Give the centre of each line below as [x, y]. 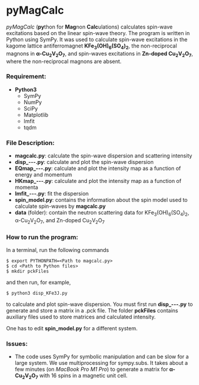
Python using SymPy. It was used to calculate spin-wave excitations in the [97, 39]
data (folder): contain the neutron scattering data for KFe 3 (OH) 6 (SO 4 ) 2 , [102, 213]
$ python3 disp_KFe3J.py [37, 294]
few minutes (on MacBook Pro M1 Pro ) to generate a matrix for [91, 370]
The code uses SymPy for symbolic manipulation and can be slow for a [102, 356]
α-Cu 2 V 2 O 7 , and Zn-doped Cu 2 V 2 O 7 [60, 221]
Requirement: [26, 77]
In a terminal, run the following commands [58, 250]
